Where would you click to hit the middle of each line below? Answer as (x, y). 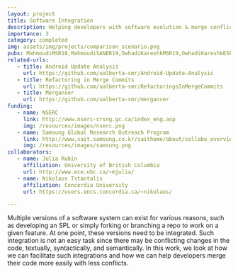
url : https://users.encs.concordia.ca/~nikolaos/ (98, 192)
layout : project (31, 14)
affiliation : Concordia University (76, 185)
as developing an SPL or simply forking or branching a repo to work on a (113, 226)
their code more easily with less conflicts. (68, 263)
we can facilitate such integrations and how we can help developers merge (117, 256)
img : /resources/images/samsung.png (77, 146)
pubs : (15, 54)
